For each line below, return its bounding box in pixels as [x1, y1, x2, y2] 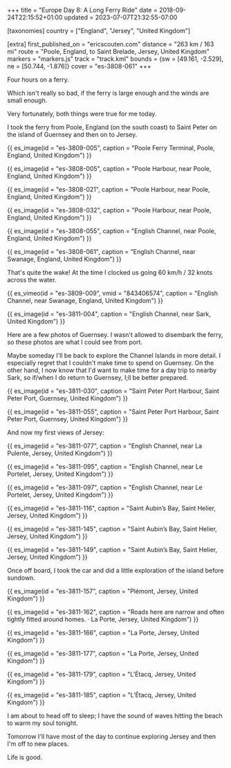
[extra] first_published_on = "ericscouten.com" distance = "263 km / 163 [7, 40, 214, 48]
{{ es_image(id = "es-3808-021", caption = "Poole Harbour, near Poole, [7, 185, 210, 193]
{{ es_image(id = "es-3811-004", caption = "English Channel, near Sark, [7, 310, 211, 318]
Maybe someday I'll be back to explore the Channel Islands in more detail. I [7, 351, 221, 359]
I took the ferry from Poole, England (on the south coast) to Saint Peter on [7, 123, 217, 131]
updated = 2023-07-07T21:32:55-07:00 [64, 13, 178, 21]
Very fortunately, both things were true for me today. [7, 110, 157, 118]
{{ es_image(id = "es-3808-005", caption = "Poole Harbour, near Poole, [7, 165, 212, 172]
